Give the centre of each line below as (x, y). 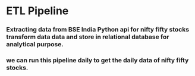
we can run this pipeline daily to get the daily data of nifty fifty (97, 61)
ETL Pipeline (37, 11)
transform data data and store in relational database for (88, 37)
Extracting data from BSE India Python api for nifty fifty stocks (97, 30)
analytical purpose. (35, 45)
